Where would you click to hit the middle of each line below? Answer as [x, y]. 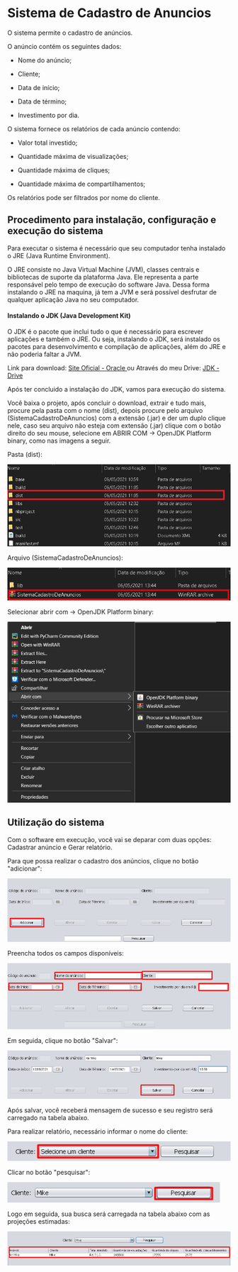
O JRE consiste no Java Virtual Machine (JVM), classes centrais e [103, 269]
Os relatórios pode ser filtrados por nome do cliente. [84, 197]
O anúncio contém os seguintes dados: [64, 46]
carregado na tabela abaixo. [49, 1118]
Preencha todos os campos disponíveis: [66, 953]
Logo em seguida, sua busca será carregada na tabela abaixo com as [109, 1214]
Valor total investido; [47, 143]
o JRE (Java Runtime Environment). [59, 255]
